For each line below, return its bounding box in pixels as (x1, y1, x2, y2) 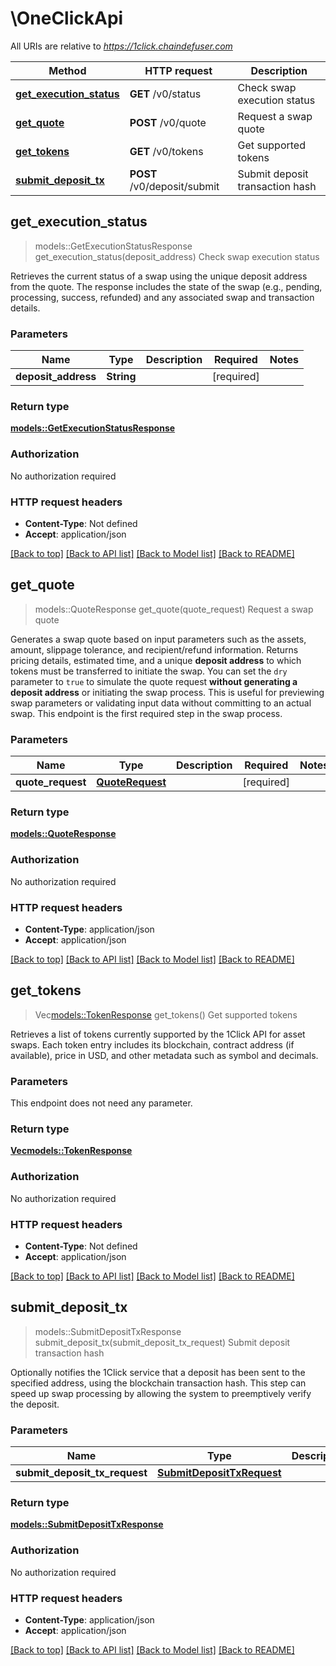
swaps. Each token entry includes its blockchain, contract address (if (10, 1038, 295, 1051)
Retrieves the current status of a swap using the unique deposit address (10, 270, 308, 282)
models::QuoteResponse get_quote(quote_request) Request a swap (34, 603, 314, 615)
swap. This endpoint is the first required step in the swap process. (10, 707, 283, 719)
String (106, 370, 137, 384)
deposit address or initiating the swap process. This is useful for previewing (10, 686, 325, 698)
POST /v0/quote (129, 115, 207, 129)
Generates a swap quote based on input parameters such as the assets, (10, 633, 307, 645)
